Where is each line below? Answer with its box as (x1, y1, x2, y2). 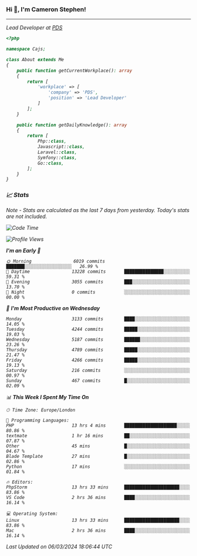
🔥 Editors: (6, 479, 33, 485)
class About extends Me (6, 57, 64, 63)
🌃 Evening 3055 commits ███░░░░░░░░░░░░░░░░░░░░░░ (6, 279, 191, 284)
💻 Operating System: (6, 511, 59, 517)
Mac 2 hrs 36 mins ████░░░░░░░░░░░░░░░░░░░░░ (6, 527, 191, 534)
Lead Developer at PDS (6, 24, 63, 31)
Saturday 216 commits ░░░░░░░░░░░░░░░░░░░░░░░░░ (6, 367, 191, 373)
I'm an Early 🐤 (6, 247, 41, 254)
